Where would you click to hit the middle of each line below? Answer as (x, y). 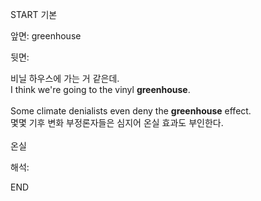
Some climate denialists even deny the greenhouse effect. (131, 111)
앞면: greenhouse (46, 36)
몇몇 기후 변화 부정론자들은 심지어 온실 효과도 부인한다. (117, 122)
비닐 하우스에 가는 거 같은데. (65, 78)
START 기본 (34, 14)
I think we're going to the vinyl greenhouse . (100, 89)
